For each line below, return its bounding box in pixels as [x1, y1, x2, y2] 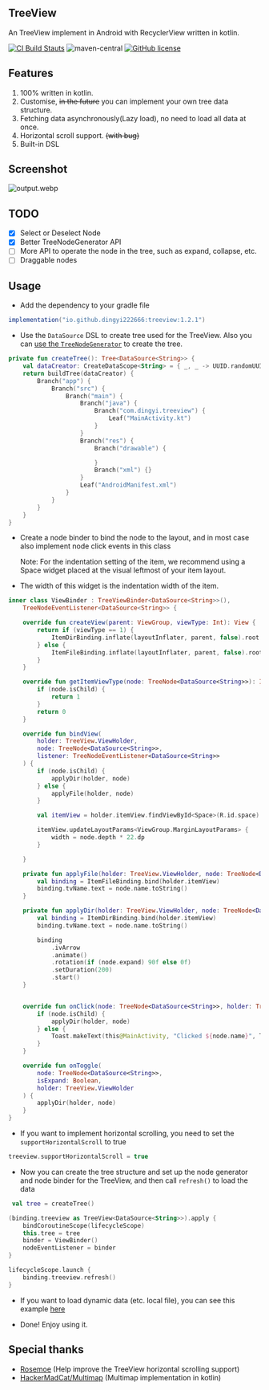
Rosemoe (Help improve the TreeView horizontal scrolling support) [19, 1364, 240, 1374]
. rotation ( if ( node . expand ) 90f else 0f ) [50, 959, 192, 967]
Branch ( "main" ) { [65, 392, 124, 400]
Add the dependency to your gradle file [19, 300, 150, 310]
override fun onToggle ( [22, 1062, 102, 1070]
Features [8, 67, 54, 80]
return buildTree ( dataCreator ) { [22, 369, 134, 377]
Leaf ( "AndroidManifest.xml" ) [79, 481, 178, 489]
